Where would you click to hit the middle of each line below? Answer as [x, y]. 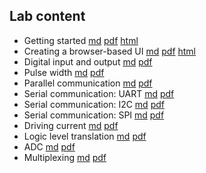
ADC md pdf [49, 146]
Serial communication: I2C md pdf [94, 104]
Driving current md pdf [71, 125]
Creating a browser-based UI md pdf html [110, 51]
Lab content [47, 16]
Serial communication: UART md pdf [99, 93]
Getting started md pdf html [81, 40]
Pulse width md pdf [64, 72]
